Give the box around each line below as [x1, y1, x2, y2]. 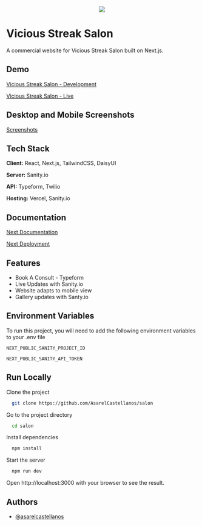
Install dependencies [6, 434, 59, 441]
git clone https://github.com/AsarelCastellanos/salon [12, 400, 153, 406]
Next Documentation [6, 229, 58, 236]
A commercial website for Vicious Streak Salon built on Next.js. [6, 47, 164, 54]
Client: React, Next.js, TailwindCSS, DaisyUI [6, 160, 116, 167]
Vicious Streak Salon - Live [6, 92, 74, 99]
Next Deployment [6, 240, 50, 248]
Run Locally [6, 373, 52, 383]
